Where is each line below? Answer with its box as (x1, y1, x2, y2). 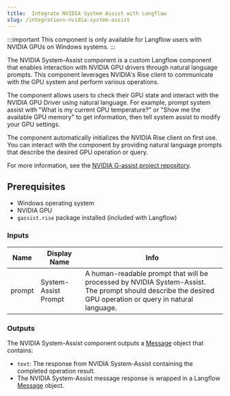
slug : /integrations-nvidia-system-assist (7, 16, 130, 23)
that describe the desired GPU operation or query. (7, 148, 149, 156)
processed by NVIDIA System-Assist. (85, 277, 206, 286)
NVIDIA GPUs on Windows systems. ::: (7, 42, 116, 51)
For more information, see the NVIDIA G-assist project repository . (7, 161, 192, 169)
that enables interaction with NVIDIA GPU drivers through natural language (7, 63, 218, 71)
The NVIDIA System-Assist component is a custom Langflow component (7, 55, 212, 64)
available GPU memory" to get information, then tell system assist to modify (7, 112, 221, 121)
